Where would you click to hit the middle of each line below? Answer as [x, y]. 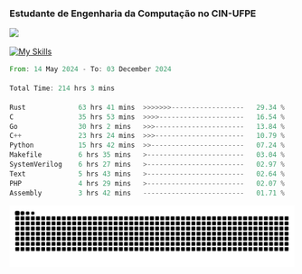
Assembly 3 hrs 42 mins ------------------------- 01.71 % [147, 193]
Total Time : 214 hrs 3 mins [62, 88]
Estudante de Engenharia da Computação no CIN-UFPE [133, 14]
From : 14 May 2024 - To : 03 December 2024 [90, 69]
